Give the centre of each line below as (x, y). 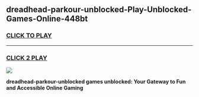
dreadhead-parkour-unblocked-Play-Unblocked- (99, 10)
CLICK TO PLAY (29, 36)
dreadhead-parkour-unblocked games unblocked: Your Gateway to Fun (96, 81)
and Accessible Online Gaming (45, 88)
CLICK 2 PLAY (27, 58)
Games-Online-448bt (47, 19)
